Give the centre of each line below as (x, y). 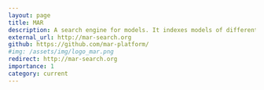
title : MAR (26, 23)
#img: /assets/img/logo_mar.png (61, 52)
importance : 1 (31, 67)
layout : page (29, 15)
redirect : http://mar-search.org (63, 59)
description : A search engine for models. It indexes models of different (133, 30)
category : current (38, 74)
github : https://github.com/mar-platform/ (79, 45)
